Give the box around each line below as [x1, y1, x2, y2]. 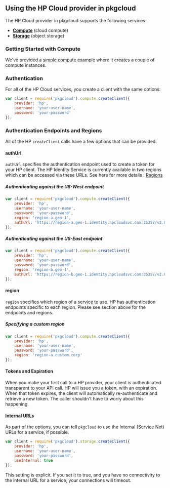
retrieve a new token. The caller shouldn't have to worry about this [5, 396, 144, 402]
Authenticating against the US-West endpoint [5, 183, 104, 189]
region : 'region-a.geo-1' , [14, 215, 71, 220]
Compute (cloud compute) [12, 27, 68, 33]
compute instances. [5, 62, 47, 68]
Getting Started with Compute [5, 45, 81, 52]
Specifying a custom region [5, 321, 65, 327]
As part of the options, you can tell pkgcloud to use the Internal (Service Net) [5, 424, 164, 430]
